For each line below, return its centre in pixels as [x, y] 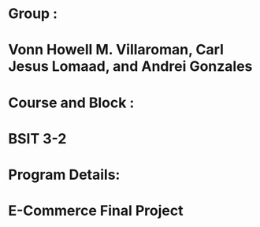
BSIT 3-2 [37, 138]
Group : [33, 14]
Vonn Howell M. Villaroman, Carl [116, 50]
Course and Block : [71, 102]
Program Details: [64, 175]
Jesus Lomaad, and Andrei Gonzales [130, 67]
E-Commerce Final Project [96, 211]
